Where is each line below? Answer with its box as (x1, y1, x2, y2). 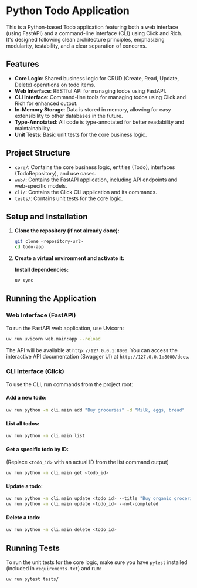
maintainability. (14, 124, 52, 131)
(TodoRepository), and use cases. (14, 170, 97, 177)
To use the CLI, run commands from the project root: (6, 380, 133, 388)
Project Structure (6, 148, 70, 158)
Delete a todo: (6, 513, 41, 521)
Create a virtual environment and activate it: (14, 255, 125, 262)
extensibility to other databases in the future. (14, 112, 123, 119)
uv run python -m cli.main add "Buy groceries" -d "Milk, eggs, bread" (6, 407, 185, 413)
